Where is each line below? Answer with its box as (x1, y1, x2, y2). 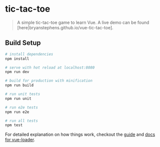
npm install (5, 56, 29, 61)
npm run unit (5, 96, 32, 101)
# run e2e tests (5, 105, 38, 110)
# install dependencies (5, 52, 54, 56)
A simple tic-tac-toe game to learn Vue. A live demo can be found (17, 19, 150, 25)
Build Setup (5, 39, 41, 47)
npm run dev (5, 70, 29, 74)
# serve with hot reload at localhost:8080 (5, 65, 95, 70)
